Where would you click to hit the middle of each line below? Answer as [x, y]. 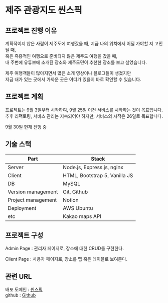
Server [16, 167]
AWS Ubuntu [78, 208]
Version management [33, 192]
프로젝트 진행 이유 [31, 30]
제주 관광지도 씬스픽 [44, 10]
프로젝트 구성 [24, 235]
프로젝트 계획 [24, 97]
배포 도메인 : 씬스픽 [24, 289]
